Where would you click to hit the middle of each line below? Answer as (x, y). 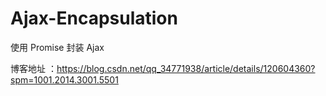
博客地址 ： (33, 68)
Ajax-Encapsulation (94, 18)
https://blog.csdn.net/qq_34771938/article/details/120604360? (186, 68)
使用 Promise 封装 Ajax (57, 47)
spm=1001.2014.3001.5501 (64, 79)
